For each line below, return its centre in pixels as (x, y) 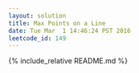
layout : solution (37, 16)
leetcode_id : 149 (37, 38)
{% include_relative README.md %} (68, 61)
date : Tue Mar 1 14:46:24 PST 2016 (69, 30)
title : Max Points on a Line (57, 23)
